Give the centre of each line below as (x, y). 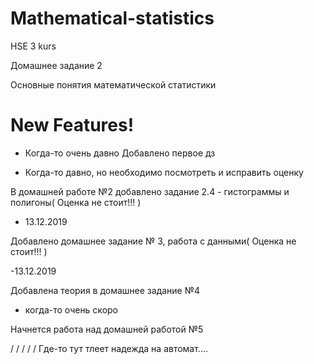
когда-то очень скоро (71, 309)
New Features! (72, 125)
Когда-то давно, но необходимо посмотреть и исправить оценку (164, 172)
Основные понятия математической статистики (113, 84)
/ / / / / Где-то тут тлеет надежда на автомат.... (109, 348)
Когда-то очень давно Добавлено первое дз (120, 153)
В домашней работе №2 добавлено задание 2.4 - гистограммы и (150, 191)
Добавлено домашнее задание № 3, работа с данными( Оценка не (153, 241)
